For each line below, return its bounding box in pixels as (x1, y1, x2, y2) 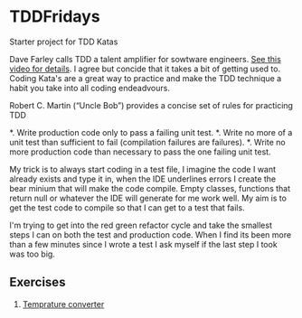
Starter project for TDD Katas (9, 36, 118, 47)
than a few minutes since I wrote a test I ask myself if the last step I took (9, 238, 278, 249)
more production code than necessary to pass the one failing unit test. (9, 146, 271, 157)
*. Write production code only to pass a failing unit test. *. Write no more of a (9, 126, 293, 137)
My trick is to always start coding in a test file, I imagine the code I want (9, 164, 277, 174)
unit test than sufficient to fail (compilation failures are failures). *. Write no (9, 136, 287, 147)
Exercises (9, 275, 66, 290)
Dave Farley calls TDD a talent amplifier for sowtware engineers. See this (9, 53, 282, 64)
